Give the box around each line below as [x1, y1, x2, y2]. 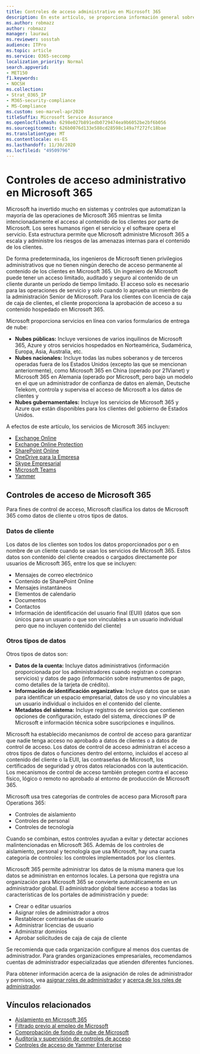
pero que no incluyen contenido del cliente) [14, 622, 122, 629]
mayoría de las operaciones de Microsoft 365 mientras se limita [6, 212, 162, 219]
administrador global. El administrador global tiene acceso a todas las [6, 885, 177, 892]
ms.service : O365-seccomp [6, 53, 70, 59]
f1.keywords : [6, 75, 39, 81]
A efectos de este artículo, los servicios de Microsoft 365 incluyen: [6, 423, 170, 430]
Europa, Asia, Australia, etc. [14, 348, 83, 355]
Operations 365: [6, 799, 46, 806]
